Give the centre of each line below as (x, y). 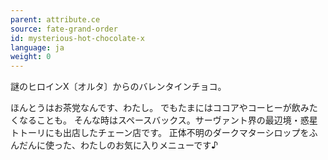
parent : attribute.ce (55, 19)
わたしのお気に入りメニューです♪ (149, 145)
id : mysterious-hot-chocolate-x (77, 38)
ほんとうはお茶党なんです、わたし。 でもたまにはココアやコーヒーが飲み (160, 108)
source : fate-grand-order (64, 29)
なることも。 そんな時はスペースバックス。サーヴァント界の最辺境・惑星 (168, 120)
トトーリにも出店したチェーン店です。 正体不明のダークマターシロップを (160, 133)
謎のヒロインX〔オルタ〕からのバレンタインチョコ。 (118, 87)
